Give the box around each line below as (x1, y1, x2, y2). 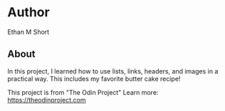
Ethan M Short (7, 28, 50, 36)
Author (7, 4, 50, 21)
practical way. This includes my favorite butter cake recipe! (7, 74, 181, 83)
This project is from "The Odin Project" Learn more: (7, 88, 159, 96)
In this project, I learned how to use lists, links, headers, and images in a (7, 66, 219, 75)
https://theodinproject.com (7, 95, 86, 104)
